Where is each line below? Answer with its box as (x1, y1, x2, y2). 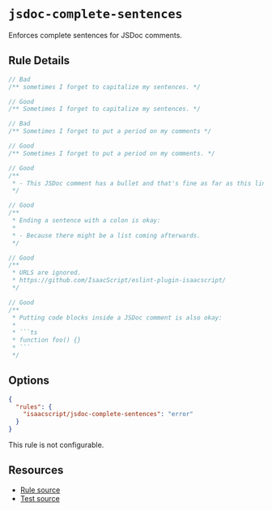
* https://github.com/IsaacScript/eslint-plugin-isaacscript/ (11, 277, 227, 285)
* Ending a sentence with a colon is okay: (11, 217, 161, 225)
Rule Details (8, 54, 70, 67)
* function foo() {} (11, 336, 82, 345)
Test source (19, 493, 61, 503)
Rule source (19, 485, 61, 495)
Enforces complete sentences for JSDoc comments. (8, 30, 182, 40)
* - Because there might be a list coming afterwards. (11, 231, 201, 239)
